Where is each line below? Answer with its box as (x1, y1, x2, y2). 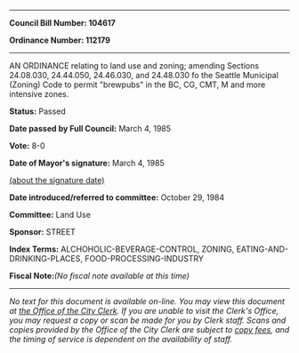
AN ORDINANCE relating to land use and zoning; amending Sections (9, 60, 260, 71)
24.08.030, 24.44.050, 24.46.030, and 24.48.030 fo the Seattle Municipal (9, 70, 279, 80)
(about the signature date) (9, 175, 105, 185)
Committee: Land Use (9, 210, 92, 220)
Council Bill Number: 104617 (9, 18, 116, 28)
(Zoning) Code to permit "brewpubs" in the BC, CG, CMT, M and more (9, 79, 266, 90)
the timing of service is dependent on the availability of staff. (9, 334, 233, 344)
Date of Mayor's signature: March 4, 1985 (9, 157, 165, 168)
